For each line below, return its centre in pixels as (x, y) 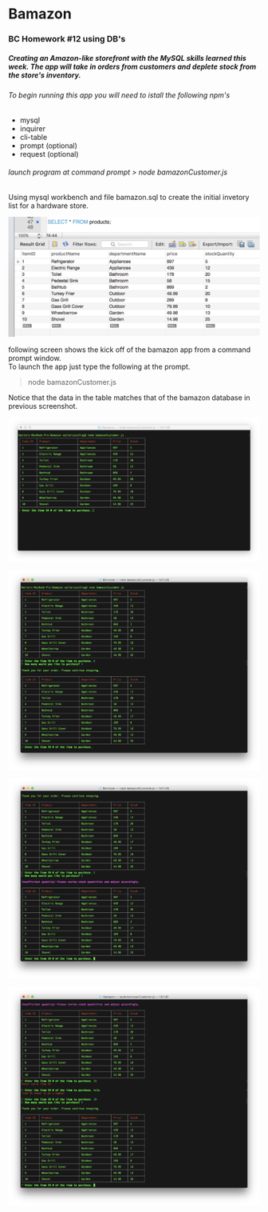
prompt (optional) (49, 146)
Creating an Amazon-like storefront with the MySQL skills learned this (128, 58)
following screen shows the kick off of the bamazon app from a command (130, 350)
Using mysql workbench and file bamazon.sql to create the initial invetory (129, 197)
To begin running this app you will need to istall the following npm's (119, 95)
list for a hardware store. (49, 206)
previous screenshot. (43, 406)
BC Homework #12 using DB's (67, 39)
